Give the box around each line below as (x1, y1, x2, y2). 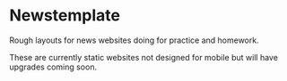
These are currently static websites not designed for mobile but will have (9, 52, 278, 62)
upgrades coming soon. (9, 61, 97, 72)
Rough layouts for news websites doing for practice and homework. (9, 35, 259, 45)
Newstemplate (9, 5, 121, 26)
